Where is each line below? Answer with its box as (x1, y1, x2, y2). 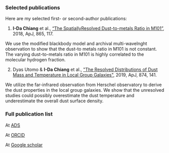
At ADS (5, 122, 20, 128)
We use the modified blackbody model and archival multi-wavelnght (5, 41, 148, 47)
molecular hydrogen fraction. (5, 57, 66, 63)
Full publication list (5, 110, 53, 118)
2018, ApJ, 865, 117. (12, 31, 54, 37)
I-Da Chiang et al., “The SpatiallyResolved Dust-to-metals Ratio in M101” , (12, 25, 164, 31)
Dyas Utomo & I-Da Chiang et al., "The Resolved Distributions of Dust (12, 66, 158, 72)
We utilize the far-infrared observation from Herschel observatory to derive (5, 82, 162, 88)
